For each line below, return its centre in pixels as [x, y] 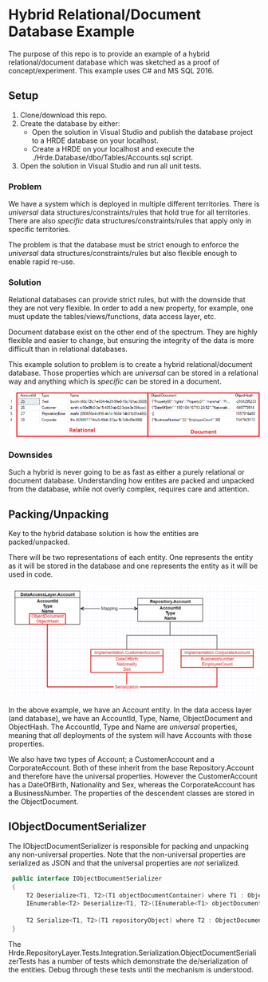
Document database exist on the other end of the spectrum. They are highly [133, 332]
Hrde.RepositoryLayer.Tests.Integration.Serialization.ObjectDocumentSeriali [132, 952]
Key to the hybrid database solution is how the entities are [104, 534]
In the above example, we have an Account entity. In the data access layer [130, 710]
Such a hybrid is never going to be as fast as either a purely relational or [126, 472]
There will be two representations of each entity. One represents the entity [131, 558]
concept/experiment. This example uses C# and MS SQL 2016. [111, 70]
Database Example [72, 32]
